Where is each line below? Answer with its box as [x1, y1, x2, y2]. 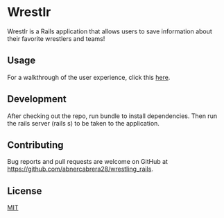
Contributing [7, 139, 64, 151]
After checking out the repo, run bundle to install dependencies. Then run [7, 112, 217, 120]
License [7, 185, 42, 196]
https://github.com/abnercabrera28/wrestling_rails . [7, 165, 154, 174]
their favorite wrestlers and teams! [7, 34, 105, 42]
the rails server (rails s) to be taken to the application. [7, 119, 160, 127]
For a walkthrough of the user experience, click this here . [7, 73, 171, 81]
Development [7, 93, 67, 105]
